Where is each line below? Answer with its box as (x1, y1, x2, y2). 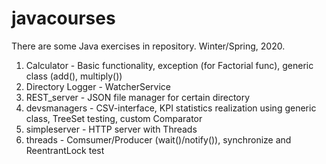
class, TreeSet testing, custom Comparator (25, 112, 203, 124)
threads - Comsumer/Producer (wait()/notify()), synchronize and (25, 133, 292, 146)
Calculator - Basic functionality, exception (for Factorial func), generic (25, 59, 314, 71)
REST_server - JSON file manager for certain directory (25, 91, 251, 103)
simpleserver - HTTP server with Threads (25, 123, 198, 135)
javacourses (11, 7, 116, 30)
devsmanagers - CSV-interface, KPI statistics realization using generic (25, 102, 317, 114)
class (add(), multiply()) (25, 70, 123, 82)
